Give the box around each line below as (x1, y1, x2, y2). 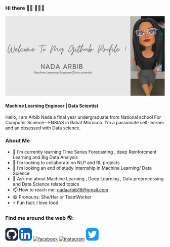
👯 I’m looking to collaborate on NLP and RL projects (12, 159, 120, 166)
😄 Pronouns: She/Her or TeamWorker (12, 194, 92, 200)
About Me (5, 137, 30, 144)
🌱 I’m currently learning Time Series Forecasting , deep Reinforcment (12, 149, 157, 155)
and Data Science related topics (12, 181, 79, 187)
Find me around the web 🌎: (5, 214, 74, 221)
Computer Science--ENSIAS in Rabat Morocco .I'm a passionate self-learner (5, 119, 164, 125)
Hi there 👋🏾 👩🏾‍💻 (5, 5, 45, 12)
